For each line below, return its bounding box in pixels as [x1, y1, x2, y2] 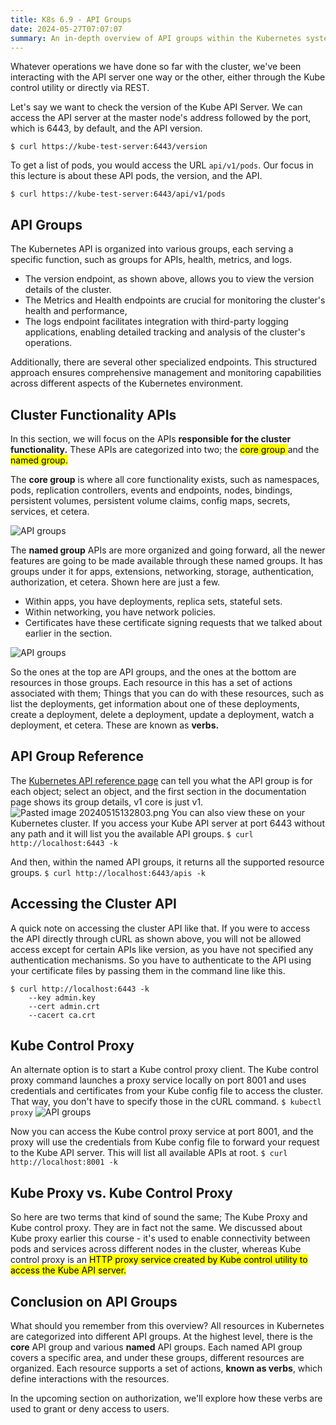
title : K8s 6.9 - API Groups [10, 14, 132, 25]
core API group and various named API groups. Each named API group [10, 1341, 303, 1353]
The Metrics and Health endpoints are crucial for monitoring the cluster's [24, 294, 326, 306]
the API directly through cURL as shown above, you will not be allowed [10, 932, 302, 945]
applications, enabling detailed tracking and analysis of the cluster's [24, 326, 306, 338]
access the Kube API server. [10, 1264, 127, 1276]
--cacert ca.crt [28, 1010, 97, 1020]
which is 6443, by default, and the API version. [10, 122, 203, 135]
